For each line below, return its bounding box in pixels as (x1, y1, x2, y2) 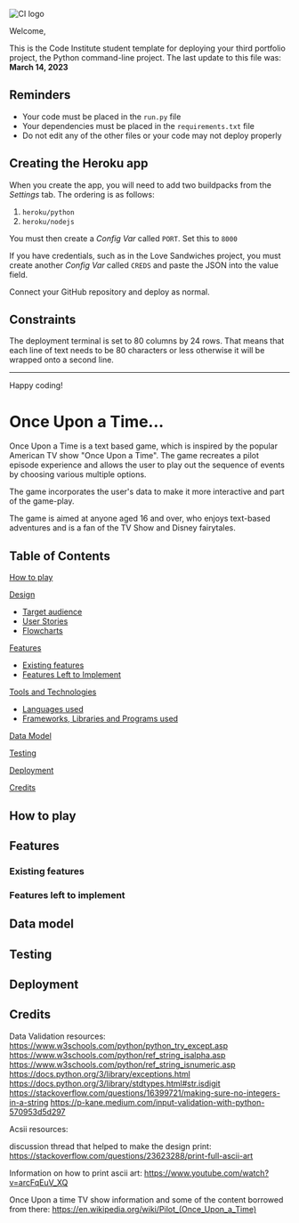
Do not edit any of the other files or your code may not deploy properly (21, 130, 282, 141)
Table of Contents (9, 548, 111, 563)
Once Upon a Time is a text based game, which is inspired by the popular (9, 441, 279, 451)
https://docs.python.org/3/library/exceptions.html (9, 1068, 191, 1079)
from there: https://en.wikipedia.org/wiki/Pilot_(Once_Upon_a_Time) (9, 1203, 257, 1214)
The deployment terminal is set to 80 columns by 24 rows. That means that (9, 336, 285, 346)
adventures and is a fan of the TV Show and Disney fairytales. (9, 522, 236, 533)
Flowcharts (21, 626, 64, 636)
